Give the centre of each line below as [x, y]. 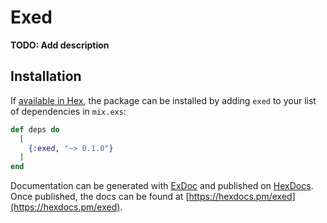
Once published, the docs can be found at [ [100, 197]
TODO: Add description [60, 45]
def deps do [35, 129]
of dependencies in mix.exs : [68, 111]
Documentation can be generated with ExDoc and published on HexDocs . [162, 186]
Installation [46, 76]
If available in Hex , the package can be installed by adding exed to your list [163, 100]
